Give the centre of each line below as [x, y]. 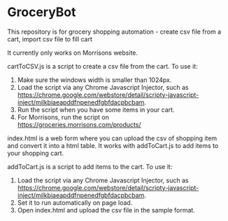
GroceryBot [42, 12]
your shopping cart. [36, 153]
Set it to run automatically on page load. [75, 202]
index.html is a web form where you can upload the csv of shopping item [112, 138]
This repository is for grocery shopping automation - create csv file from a [114, 32]
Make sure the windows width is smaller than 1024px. [94, 80]
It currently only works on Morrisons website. [73, 53]
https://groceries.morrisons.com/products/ [79, 124]
